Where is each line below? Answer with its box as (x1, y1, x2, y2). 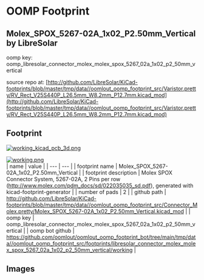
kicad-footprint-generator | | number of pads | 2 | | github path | (6, 188, 166, 195)
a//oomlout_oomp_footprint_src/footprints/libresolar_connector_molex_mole (6, 239, 196, 247)
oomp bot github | (30, 227, 75, 234)
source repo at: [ (6, 79, 48, 85)
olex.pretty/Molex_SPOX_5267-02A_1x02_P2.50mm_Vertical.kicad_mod (6, 207, 184, 215)
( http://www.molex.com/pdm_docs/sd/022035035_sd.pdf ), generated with (6, 182, 194, 189)
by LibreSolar (6, 38, 58, 48)
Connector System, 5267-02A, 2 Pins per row (6, 175, 121, 182)
